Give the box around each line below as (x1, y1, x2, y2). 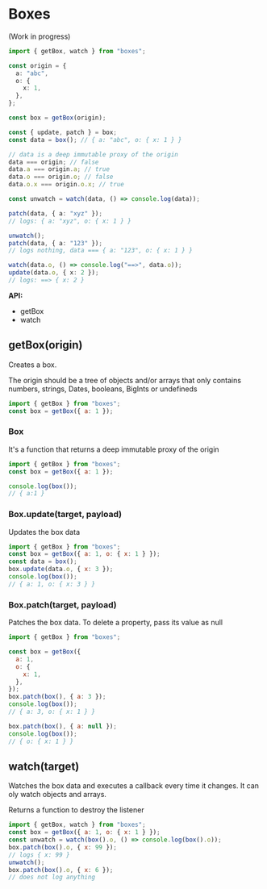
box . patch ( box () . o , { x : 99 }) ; (8, 843, 117, 851)
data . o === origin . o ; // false (8, 173, 114, 182)
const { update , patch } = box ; (8, 128, 117, 136)
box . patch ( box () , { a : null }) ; (8, 722, 117, 730)
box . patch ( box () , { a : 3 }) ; (8, 693, 106, 701)
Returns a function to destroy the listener (8, 805, 144, 815)
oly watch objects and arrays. (8, 790, 107, 799)
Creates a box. (8, 360, 57, 369)
